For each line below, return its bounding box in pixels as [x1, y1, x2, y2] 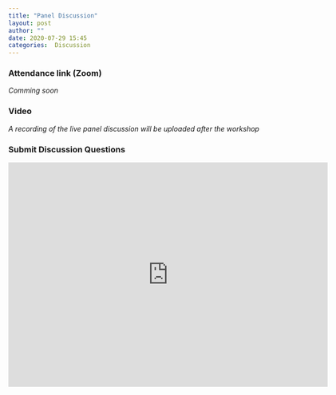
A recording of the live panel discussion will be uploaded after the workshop [8, 124, 259, 133]
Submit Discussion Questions [8, 144, 126, 155]
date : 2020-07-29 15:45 [8, 34, 88, 42]
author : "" [8, 26, 45, 34]
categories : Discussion [8, 41, 91, 49]
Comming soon [8, 85, 58, 96]
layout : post [8, 19, 52, 27]
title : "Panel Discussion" [8, 11, 98, 20]
